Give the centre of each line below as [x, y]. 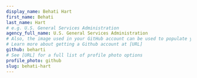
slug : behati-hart [28, 66]
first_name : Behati [30, 17]
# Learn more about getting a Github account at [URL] [74, 45]
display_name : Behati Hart [39, 11]
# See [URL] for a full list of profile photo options [74, 55]
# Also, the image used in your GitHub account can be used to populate [97, 39]
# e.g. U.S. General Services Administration [62, 28]
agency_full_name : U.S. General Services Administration [77, 33]
